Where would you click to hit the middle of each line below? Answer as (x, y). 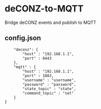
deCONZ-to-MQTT (44, 9)
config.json (23, 38)
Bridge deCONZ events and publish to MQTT (50, 22)
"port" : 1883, (38, 76)
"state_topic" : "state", (50, 89)
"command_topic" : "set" (48, 93)
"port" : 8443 (37, 58)
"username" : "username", (50, 80)
